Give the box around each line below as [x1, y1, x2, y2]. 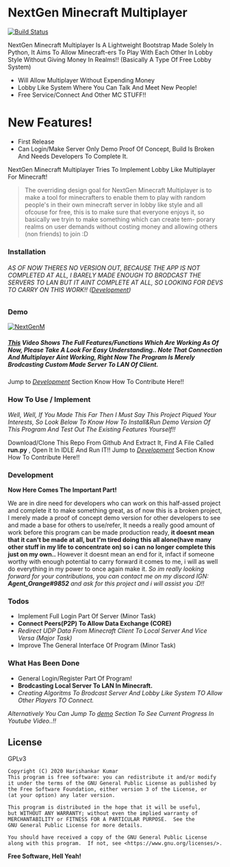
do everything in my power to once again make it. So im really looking [8, 565, 205, 573]
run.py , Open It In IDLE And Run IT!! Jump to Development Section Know [8, 445, 215, 454]
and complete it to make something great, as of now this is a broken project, [8, 506, 222, 515]
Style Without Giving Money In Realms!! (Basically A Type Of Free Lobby [8, 55, 212, 63]
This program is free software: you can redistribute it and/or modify [8, 774, 216, 781]
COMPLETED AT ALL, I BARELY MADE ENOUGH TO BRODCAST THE [8, 271, 201, 280]
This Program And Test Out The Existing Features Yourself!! [8, 425, 176, 433]
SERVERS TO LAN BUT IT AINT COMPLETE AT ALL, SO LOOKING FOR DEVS [8, 278, 223, 286]
